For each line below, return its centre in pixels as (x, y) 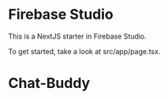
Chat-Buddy (49, 83)
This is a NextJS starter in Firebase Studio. (78, 36)
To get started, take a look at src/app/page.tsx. (84, 51)
